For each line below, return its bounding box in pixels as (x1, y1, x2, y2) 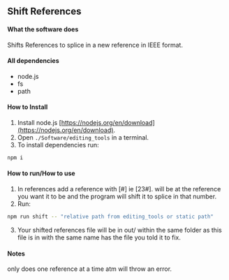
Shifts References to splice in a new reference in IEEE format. (7, 40, 184, 49)
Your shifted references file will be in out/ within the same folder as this (17, 226, 222, 234)
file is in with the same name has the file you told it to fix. (17, 233, 182, 242)
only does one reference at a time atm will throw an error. (7, 265, 172, 273)
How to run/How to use (7, 169, 75, 177)
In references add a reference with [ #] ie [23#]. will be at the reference (17, 185, 221, 193)
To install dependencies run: (17, 141, 99, 149)
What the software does (7, 24, 79, 34)
